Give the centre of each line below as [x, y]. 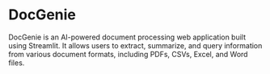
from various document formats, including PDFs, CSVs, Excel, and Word [128, 54]
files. [17, 63]
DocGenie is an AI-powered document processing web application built [127, 37]
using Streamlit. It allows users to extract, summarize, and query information [135, 45]
